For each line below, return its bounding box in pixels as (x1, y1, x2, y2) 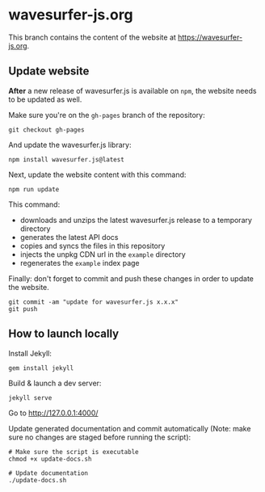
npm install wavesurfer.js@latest (8, 155, 125, 163)
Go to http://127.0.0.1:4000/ (8, 408, 99, 418)
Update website (8, 65, 90, 78)
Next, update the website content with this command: (8, 170, 187, 179)
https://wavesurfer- (177, 32, 243, 42)
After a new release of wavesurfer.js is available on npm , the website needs (8, 86, 257, 95)
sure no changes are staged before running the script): (8, 432, 191, 442)
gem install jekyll (8, 364, 74, 372)
